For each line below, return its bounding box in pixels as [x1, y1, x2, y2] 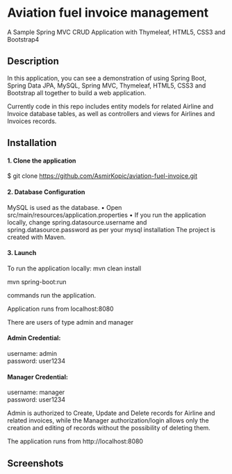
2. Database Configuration [7, 188, 85, 196]
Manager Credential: [7, 373, 68, 381]
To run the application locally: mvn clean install [7, 264, 142, 272]
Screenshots [7, 457, 64, 469]
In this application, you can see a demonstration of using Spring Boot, [7, 74, 207, 82]
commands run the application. [7, 291, 97, 300]
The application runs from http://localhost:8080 [7, 437, 144, 446]
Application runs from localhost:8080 [7, 304, 114, 313]
